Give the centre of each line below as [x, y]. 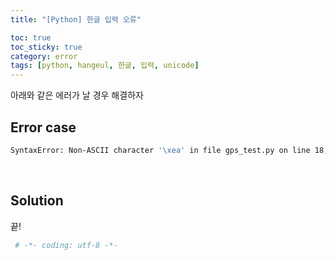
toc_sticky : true [46, 47]
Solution [37, 201]
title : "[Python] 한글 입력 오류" [76, 19]
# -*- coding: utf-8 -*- [66, 245]
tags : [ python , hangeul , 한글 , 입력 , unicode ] [105, 66]
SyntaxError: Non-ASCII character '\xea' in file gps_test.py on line [160, 150]
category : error [44, 56]
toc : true [31, 37]
